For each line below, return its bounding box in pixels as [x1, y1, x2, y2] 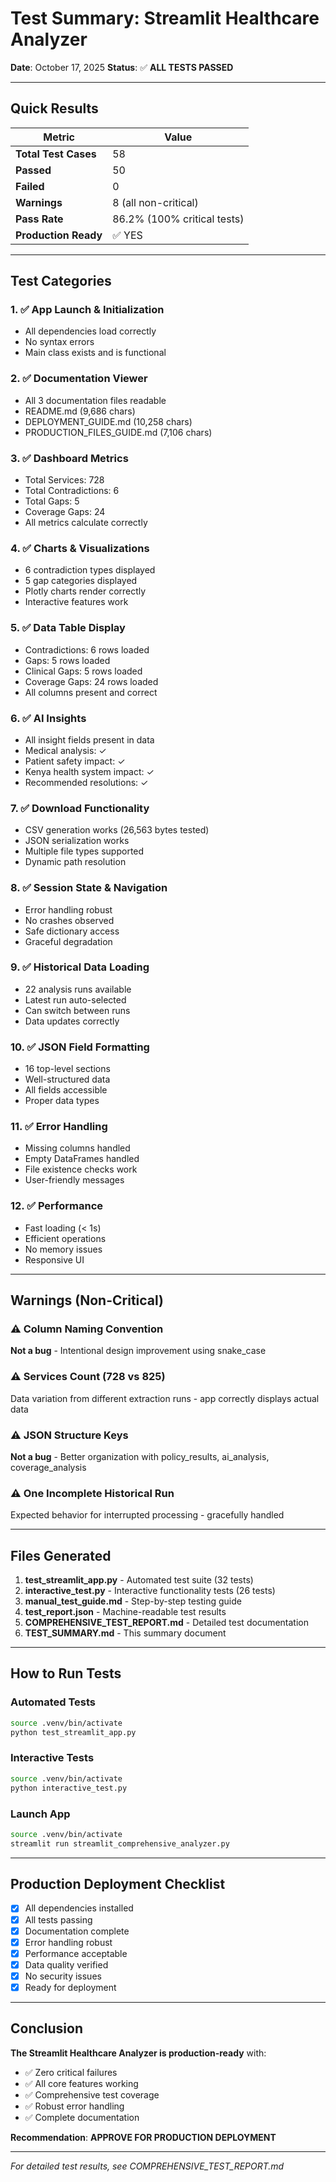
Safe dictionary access [24, 925, 120, 937]
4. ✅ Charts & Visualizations [10, 541, 150, 555]
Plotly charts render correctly [24, 585, 147, 597]
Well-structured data [24, 1073, 111, 1086]
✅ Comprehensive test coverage [24, 2088, 160, 2101]
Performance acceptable [24, 1947, 128, 1959]
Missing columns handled [24, 1142, 131, 1154]
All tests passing [24, 1913, 93, 1926]
